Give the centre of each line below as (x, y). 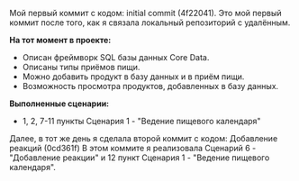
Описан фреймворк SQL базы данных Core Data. (116, 57)
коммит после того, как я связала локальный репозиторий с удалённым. (150, 23)
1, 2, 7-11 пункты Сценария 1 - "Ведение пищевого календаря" (141, 121)
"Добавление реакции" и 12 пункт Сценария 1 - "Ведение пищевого (140, 158)
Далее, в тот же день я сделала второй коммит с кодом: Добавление (144, 138)
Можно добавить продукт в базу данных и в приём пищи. (133, 77)
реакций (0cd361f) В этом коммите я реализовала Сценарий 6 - (133, 148)
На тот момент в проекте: (60, 40)
